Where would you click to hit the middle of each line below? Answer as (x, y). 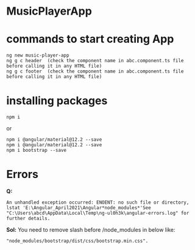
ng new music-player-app (38, 55)
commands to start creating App (90, 39)
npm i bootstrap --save (37, 151)
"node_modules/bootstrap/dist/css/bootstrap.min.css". (77, 241)
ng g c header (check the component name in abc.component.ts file (95, 61)
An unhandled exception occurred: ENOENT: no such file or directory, (98, 202)
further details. (28, 218)
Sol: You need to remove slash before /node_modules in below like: (91, 230)
